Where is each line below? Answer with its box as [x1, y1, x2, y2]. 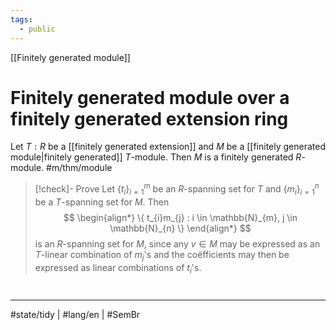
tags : [10, 14, 33, 25]
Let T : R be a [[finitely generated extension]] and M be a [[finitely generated [10, 141, 326, 153]
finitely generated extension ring [10, 107, 289, 130]
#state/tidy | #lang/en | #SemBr [10, 308, 141, 320]
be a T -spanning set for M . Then [34, 196, 170, 208]
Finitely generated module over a [10, 86, 290, 109]
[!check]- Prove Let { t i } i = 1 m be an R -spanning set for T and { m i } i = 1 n [34, 181, 320, 197]
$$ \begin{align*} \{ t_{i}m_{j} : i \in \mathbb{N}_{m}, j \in [63, 211, 298, 223]
